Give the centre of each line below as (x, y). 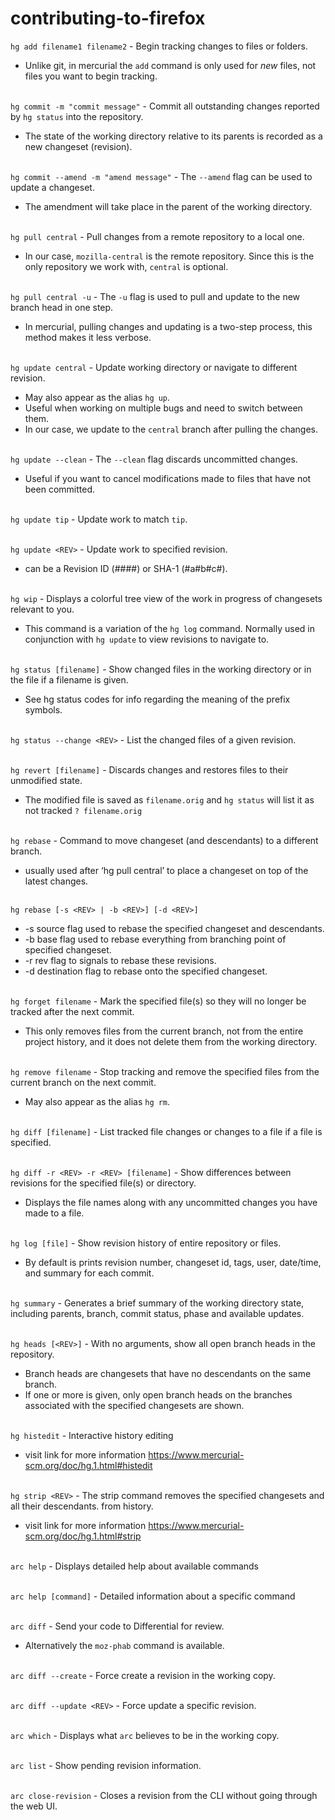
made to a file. (54, 1213)
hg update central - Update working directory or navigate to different (154, 367)
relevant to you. (42, 609)
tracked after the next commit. (72, 1011)
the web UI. (34, 1806)
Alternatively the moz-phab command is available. (124, 1645)
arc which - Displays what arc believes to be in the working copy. (145, 1735)
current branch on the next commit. (83, 1082)
